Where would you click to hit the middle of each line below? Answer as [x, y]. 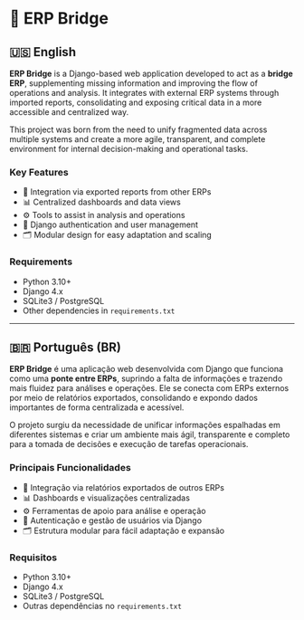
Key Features [39, 172]
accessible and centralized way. [69, 112]
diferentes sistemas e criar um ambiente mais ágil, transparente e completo [150, 434]
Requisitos [33, 558]
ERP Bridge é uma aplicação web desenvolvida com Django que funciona [146, 369]
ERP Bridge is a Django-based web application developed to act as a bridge [152, 73]
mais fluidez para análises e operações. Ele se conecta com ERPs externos [149, 388]
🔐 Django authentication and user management [110, 224]
